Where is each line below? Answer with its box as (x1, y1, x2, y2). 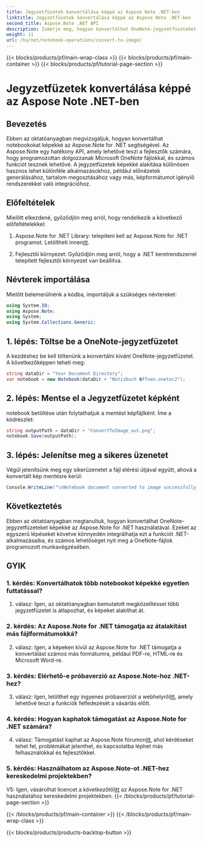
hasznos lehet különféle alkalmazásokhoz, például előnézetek (6, 167, 161, 174)
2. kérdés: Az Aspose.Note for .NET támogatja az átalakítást (6, 622, 187, 630)
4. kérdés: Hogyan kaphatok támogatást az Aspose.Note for (6, 714, 187, 723)
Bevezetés (6, 119, 47, 129)
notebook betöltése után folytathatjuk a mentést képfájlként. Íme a (6, 409, 171, 417)
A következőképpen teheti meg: (6, 358, 85, 366)
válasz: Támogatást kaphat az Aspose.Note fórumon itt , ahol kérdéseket (15, 736, 194, 743)
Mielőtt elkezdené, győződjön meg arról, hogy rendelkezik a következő (6, 214, 183, 221)
